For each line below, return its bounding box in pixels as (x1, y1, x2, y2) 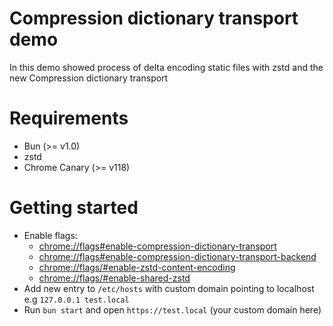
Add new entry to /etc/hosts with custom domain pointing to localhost (23, 282, 315, 294)
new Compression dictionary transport (9, 72, 169, 84)
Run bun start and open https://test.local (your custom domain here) (23, 303, 322, 316)
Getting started (9, 197, 139, 219)
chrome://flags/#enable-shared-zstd (38, 272, 191, 284)
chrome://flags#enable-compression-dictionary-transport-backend (38, 250, 317, 262)
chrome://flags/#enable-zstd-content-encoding (38, 261, 236, 273)
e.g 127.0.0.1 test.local (23, 293, 130, 305)
